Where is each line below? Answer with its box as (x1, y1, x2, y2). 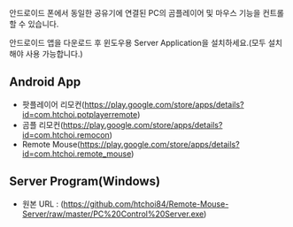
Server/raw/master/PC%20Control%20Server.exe (21, 208, 204, 219)
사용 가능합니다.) (25, 49, 83, 59)
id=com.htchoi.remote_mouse (21, 148, 132, 159)
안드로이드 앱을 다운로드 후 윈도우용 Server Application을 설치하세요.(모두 (9, 38, 266, 48)
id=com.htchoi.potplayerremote (21, 109, 138, 119)
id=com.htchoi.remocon (21, 129, 111, 140)
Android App (9, 74, 81, 90)
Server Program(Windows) (9, 174, 161, 189)
